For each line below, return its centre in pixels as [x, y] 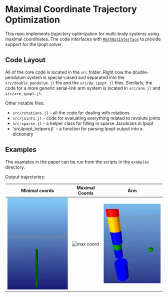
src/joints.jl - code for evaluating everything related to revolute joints [86, 118]
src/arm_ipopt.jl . [24, 93]
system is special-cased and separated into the [76, 77]
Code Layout [25, 60]
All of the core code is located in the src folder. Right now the [68, 72]
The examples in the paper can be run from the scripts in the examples [77, 161]
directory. [15, 167]
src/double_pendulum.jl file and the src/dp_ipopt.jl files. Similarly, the [79, 82]
